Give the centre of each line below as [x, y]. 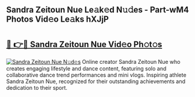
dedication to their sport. [37, 88]
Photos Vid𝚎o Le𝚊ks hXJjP [58, 20]
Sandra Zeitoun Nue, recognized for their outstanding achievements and [96, 81]
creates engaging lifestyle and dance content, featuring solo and [86, 68]
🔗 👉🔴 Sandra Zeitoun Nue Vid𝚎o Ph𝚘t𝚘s [84, 44]
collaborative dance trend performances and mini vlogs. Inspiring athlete [96, 75]
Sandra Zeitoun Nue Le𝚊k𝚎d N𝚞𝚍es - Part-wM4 [98, 10]
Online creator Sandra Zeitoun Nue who [131, 62]
